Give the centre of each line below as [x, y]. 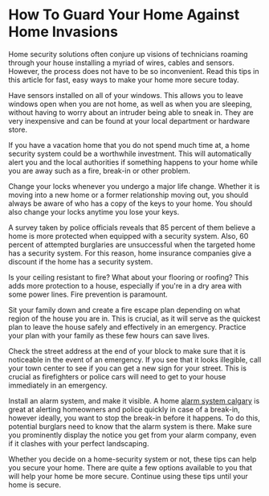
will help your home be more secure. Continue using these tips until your [128, 476]
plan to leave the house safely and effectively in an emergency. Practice [127, 326]
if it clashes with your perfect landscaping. [79, 443]
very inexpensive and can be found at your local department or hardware [129, 121]
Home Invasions [63, 32]
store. [18, 129]
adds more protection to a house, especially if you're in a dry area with [125, 285]
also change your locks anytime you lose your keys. [94, 211]
